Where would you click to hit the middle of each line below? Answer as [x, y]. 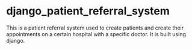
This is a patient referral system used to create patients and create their [95, 28]
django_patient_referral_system [88, 11]
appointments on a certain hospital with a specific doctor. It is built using [96, 34]
